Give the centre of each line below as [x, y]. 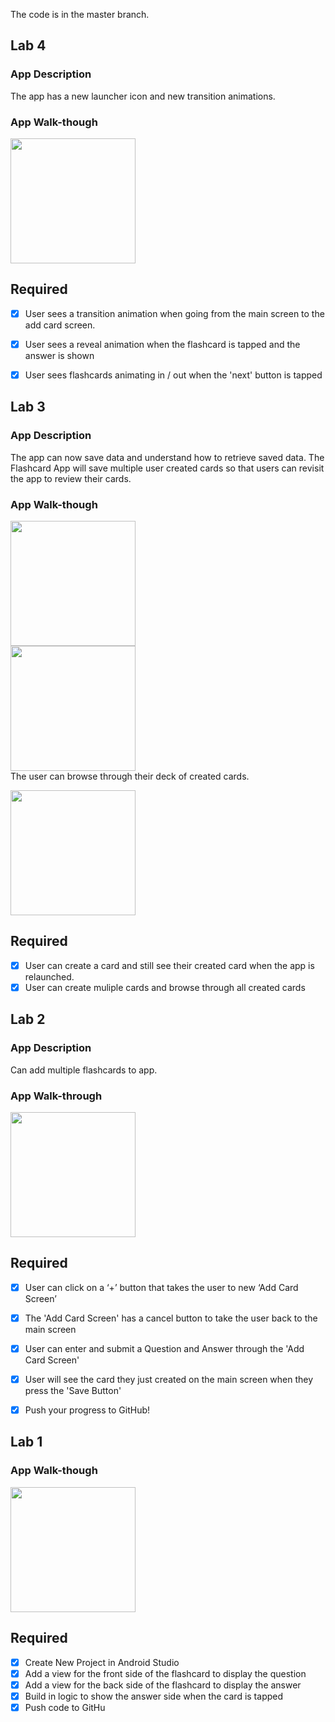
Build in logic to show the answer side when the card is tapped [154, 1696]
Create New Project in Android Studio [102, 1662]
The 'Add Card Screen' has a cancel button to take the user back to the [171, 1318]
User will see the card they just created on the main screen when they [169, 1379]
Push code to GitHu [65, 1707]
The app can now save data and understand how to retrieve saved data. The [167, 457]
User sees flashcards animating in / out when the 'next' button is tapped [173, 375]
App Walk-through [56, 1096]
